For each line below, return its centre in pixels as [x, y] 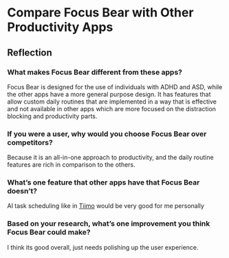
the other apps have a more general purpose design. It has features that [109, 94]
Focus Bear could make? [49, 233]
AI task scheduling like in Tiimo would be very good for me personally [106, 206]
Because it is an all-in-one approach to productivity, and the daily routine [111, 157]
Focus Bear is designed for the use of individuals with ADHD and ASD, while [115, 86]
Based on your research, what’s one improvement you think [109, 224]
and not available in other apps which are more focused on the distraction [112, 108]
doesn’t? [22, 191]
